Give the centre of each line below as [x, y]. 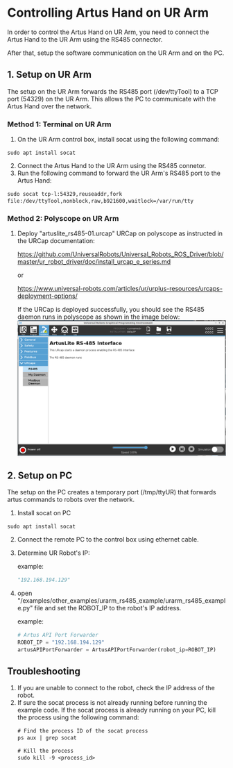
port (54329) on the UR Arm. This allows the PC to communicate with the [112, 99]
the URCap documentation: [56, 241]
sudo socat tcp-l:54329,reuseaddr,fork [65, 194]
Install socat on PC [44, 513]
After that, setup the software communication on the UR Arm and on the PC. [116, 53]
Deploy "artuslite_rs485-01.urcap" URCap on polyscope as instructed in [120, 233]
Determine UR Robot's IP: [53, 553]
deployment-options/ [47, 296]
